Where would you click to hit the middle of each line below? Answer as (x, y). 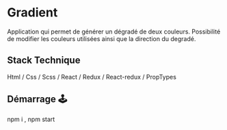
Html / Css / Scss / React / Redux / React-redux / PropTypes (92, 77)
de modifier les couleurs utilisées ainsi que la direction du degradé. (102, 38)
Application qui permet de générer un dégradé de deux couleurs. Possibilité (114, 31)
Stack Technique (44, 61)
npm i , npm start (31, 119)
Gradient (32, 13)
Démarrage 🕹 (37, 100)
